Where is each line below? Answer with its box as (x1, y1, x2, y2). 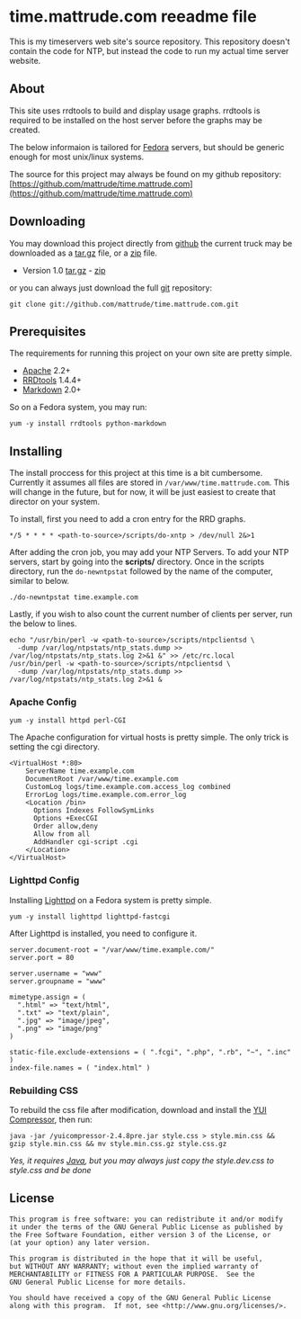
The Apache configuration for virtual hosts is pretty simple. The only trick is (9, 731, 289, 743)
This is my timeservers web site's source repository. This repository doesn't (9, 36, 290, 47)
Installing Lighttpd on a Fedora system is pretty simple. (9, 894, 213, 905)
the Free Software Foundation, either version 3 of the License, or (9, 1230, 271, 1239)
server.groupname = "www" (9, 976, 106, 986)
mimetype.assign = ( (9, 992, 87, 1001)
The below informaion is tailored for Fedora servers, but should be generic (9, 141, 285, 152)
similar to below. (9, 576, 70, 587)
